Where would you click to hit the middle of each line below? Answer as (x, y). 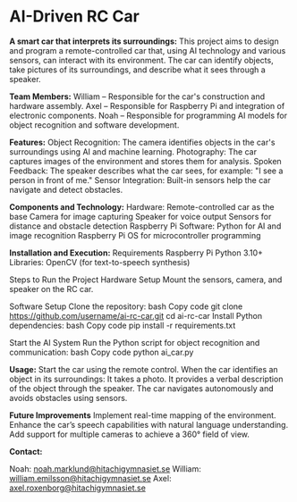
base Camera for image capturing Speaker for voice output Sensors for (140, 216)
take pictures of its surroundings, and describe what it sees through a (137, 70)
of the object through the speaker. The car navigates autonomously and (141, 388)
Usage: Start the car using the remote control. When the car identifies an (144, 369)
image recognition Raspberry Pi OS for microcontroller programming (135, 235)
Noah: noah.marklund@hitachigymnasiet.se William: (105, 469)
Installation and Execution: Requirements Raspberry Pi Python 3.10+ (136, 253)
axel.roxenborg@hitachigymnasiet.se (77, 488)
